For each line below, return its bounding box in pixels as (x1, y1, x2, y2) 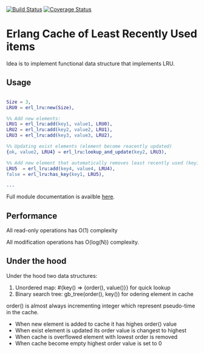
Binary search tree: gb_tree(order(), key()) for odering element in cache (15, 290, 194, 297)
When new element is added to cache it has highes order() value (15, 320, 177, 328)
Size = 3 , (6, 99, 32, 105)
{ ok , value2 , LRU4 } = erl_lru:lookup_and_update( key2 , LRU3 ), (6, 149, 167, 155)
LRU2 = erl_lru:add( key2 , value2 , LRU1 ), (6, 127, 113, 133)
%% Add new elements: (6, 115, 61, 121)
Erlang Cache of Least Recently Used (6, 27, 197, 41)
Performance (6, 210, 58, 221)
